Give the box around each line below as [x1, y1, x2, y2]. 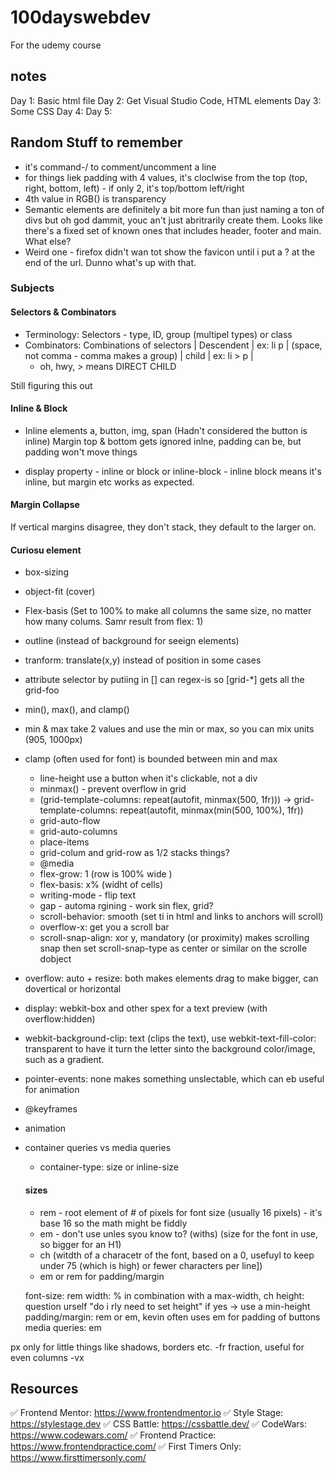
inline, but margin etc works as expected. [24, 476, 195, 488]
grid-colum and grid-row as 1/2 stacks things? [39, 847, 230, 859]
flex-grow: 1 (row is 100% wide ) [39, 868, 173, 880]
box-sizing [24, 566, 69, 578]
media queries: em [24, 1321, 102, 1333]
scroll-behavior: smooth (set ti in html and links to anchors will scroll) [39, 911, 324, 923]
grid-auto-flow [39, 815, 101, 827]
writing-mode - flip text [39, 889, 137, 901]
